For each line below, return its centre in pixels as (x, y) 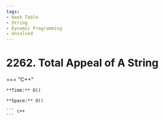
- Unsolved (20, 34)
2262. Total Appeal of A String (82, 63)
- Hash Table (22, 17)
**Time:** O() (24, 90)
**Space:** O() (25, 101)
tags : (13, 12)
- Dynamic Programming (34, 28)
